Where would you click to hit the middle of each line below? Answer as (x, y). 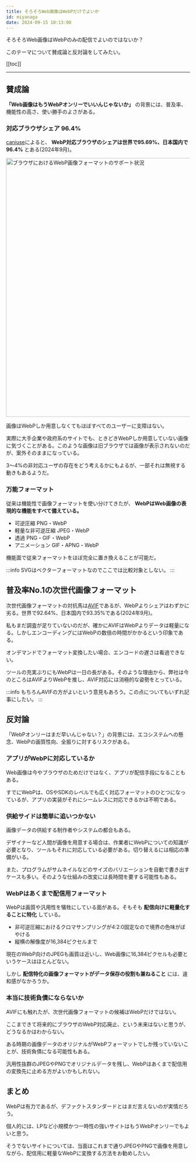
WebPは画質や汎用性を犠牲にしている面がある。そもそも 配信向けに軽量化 (95, 907)
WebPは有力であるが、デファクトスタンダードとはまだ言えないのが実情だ (95, 1106)
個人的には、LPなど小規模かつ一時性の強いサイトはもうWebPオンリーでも (95, 1126)
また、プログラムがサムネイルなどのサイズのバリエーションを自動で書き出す (98, 869)
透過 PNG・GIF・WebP (42, 538)
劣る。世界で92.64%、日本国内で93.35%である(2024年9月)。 (81, 613)
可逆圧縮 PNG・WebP (41, 523)
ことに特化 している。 (37, 915)
